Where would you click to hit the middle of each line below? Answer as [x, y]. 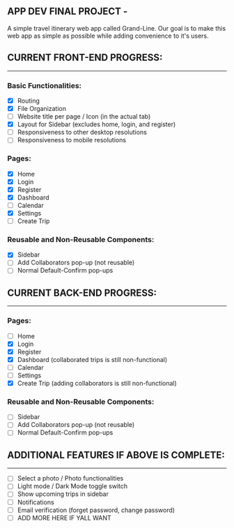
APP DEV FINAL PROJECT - [68, 12]
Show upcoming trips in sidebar [63, 494]
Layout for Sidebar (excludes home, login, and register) [96, 124]
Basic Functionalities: [45, 85]
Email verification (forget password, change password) [96, 510]
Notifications [36, 502]
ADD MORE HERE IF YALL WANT [64, 518]
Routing [29, 100]
